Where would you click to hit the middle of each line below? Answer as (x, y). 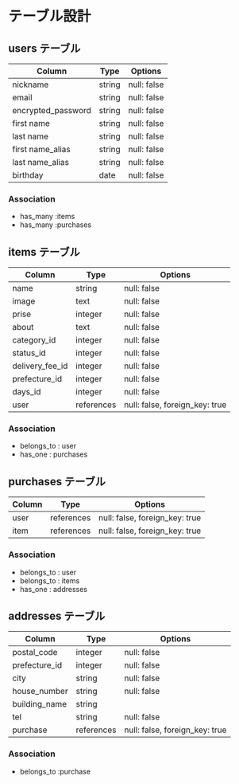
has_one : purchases (54, 454)
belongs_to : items (50, 580)
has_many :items (47, 217)
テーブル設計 (50, 16)
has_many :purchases (56, 225)
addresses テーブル (57, 615)
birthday (28, 175)
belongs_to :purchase (55, 771)
